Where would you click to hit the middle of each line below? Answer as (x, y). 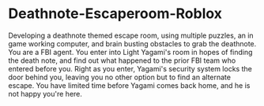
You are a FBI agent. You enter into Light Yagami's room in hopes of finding (130, 52)
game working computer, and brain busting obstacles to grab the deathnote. (132, 43)
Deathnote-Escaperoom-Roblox (115, 14)
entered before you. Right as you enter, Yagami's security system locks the (130, 68)
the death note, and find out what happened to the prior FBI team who (122, 60)
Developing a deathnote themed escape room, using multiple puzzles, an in (131, 35)
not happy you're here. (45, 93)
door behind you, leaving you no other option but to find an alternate (120, 77)
